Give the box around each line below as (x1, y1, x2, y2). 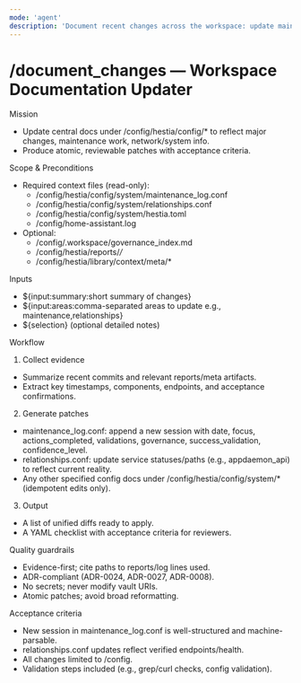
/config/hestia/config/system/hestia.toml (35, 208, 186, 220)
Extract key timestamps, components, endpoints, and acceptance (21, 381, 265, 392)
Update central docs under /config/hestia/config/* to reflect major (21, 127, 267, 137)
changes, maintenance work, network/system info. (21, 136, 211, 146)
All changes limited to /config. (21, 654, 133, 665)
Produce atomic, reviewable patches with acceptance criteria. (21, 145, 251, 156)
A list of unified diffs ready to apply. (21, 518, 154, 529)
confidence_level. (21, 445, 88, 456)
